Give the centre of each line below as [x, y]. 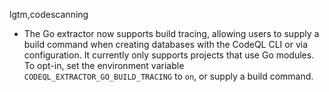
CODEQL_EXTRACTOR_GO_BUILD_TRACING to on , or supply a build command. [168, 76]
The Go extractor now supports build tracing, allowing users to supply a [171, 33]
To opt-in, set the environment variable [104, 65]
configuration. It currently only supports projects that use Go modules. [169, 55]
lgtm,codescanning [49, 14]
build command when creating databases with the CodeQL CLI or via [166, 44]
